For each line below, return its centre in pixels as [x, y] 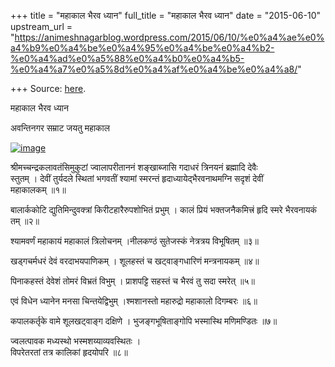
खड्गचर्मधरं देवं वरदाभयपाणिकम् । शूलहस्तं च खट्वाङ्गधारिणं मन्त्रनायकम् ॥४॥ [135, 261]
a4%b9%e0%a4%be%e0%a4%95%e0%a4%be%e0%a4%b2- [142, 48]
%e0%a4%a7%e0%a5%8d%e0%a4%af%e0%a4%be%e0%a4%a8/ [154, 69]
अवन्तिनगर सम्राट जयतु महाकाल [60, 128]
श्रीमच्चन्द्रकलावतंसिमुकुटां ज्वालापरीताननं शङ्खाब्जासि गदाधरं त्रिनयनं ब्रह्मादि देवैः [134, 167]
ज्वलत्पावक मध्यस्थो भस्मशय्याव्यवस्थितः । [76, 341]
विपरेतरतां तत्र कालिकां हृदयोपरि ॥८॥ [69, 352]
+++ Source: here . [48, 88]
